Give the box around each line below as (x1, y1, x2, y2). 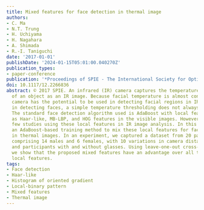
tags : (6, 161, 20, 167)
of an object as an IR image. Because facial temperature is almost (12, 93, 189, 99)
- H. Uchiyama (6, 31, 42, 38)
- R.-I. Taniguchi (6, 48, 53, 54)
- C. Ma (6, 20, 26, 26)
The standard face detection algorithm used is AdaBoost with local (12, 110, 189, 116)
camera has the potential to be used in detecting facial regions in (12, 99, 191, 105)
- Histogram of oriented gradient (6, 178, 94, 184)
